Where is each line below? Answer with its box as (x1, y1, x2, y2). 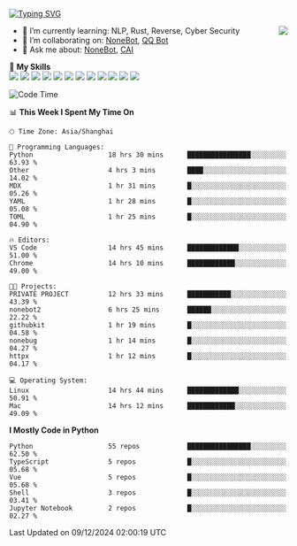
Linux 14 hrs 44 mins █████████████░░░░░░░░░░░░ (9, 386, 287, 395)
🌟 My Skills (9, 62, 51, 72)
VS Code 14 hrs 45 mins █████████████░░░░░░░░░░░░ (9, 243, 287, 252)
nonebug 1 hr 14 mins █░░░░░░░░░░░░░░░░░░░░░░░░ (9, 336, 287, 345)
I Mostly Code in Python (9, 425, 99, 435)
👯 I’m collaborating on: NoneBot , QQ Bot (21, 35, 169, 45)
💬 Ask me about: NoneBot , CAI (21, 44, 134, 55)
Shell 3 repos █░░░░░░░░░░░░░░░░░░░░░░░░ (9, 488, 287, 497)
